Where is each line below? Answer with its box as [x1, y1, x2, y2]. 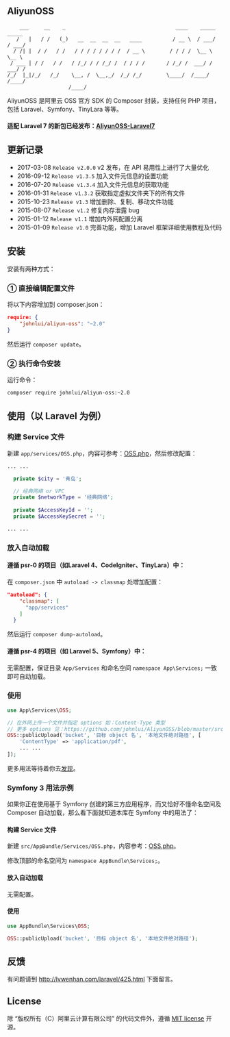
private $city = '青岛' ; [13, 475, 82, 482]
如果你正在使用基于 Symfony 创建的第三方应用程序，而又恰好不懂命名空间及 [7, 800, 222, 808]
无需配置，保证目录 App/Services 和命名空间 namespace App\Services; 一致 [7, 664, 218, 672]
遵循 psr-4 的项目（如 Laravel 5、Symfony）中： [7, 647, 146, 655]
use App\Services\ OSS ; [7, 707, 72, 714]
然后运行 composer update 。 [7, 340, 86, 348]
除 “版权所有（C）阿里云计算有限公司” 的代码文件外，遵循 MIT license [7, 1014, 205, 1023]
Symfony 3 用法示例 [7, 783, 74, 792]
